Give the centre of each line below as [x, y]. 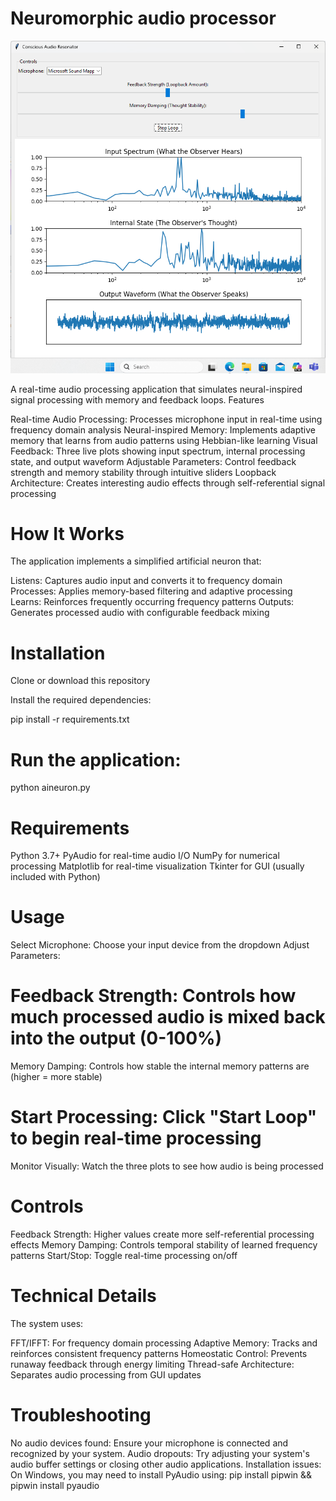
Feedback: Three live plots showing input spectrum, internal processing [158, 451]
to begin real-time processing [136, 1138]
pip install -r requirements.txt [70, 719]
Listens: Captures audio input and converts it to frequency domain [146, 581]
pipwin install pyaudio [55, 1485]
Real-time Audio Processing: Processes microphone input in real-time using [166, 419]
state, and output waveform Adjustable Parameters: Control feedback [153, 461]
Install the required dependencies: [81, 700]
